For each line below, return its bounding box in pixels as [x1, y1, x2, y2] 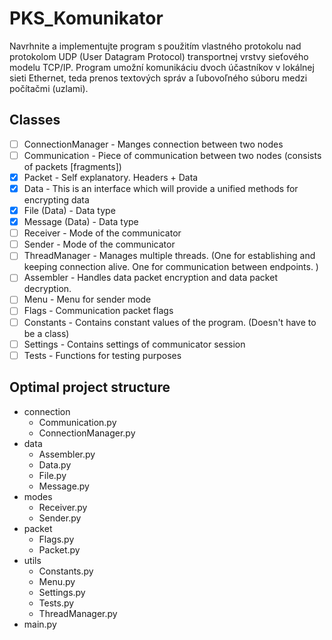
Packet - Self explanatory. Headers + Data [23, 171, 199, 183]
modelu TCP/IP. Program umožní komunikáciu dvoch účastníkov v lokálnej [9, 61, 315, 73]
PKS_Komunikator [9, 7, 164, 30]
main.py [23, 618, 57, 630]
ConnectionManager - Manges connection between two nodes [23, 138, 284, 150]
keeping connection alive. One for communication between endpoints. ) [23, 261, 319, 273]
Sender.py [38, 512, 82, 524]
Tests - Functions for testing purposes [23, 349, 182, 361]
